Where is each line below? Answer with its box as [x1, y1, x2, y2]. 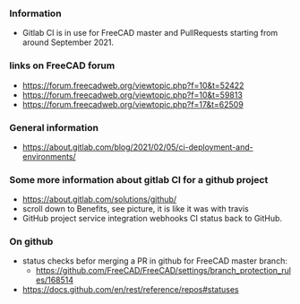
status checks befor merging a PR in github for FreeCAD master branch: [21, 256, 288, 266]
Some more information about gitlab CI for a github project [9, 173, 269, 186]
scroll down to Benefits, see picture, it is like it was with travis [21, 204, 249, 214]
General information [9, 121, 99, 134]
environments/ [21, 151, 76, 161]
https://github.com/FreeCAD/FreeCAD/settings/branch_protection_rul [35, 265, 291, 276]
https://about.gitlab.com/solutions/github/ [21, 194, 177, 204]
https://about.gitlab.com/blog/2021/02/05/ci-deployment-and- [21, 142, 253, 152]
